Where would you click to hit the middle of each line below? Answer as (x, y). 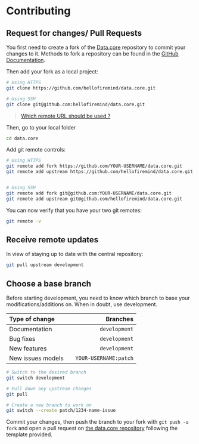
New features (28, 349)
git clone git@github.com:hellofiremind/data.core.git (76, 104)
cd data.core (22, 138)
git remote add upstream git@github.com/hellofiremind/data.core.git (94, 199)
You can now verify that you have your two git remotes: (74, 210)
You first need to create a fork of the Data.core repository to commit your (96, 47)
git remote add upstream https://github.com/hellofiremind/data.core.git (100, 172)
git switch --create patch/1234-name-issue (61, 411)
